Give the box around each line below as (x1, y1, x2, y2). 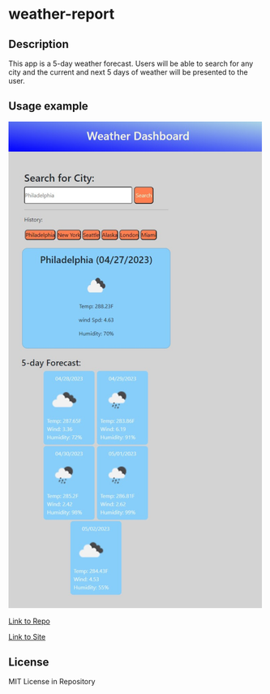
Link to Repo (8, 616, 50, 626)
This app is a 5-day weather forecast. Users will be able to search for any (8, 58, 254, 68)
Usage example (8, 99, 89, 114)
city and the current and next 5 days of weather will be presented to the (8, 67, 249, 77)
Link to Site (8, 631, 46, 641)
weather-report (8, 5, 115, 24)
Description (8, 37, 69, 51)
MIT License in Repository (8, 677, 96, 687)
